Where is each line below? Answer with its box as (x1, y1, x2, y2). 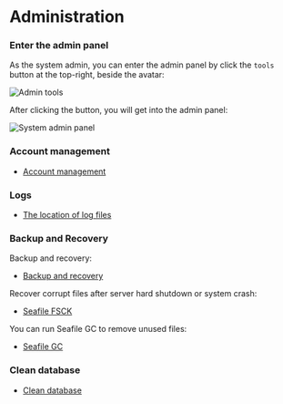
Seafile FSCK (22, 306, 73, 316)
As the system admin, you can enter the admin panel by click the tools (9, 59, 275, 70)
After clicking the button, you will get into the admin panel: (9, 105, 228, 116)
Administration (9, 6, 125, 27)
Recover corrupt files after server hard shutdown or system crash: (9, 288, 258, 299)
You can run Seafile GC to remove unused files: (9, 324, 187, 335)
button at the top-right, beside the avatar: (9, 69, 166, 80)
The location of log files (22, 210, 112, 221)
